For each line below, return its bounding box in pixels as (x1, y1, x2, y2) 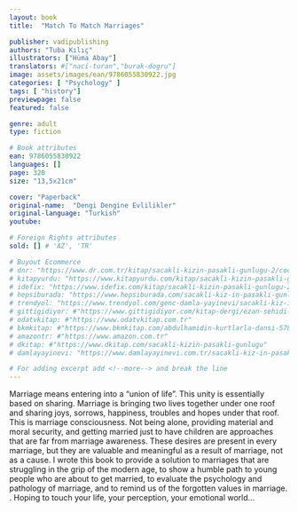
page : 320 (9, 168, 46, 177)
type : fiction (9, 128, 62, 137)
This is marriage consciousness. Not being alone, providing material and (9, 417, 273, 428)
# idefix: (9, 282, 46, 291)
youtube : (9, 217, 42, 226)
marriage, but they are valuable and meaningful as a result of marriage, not (9, 445, 284, 456)
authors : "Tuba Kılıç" (9, 45, 93, 54)
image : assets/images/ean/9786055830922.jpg (9, 70, 176, 80)
